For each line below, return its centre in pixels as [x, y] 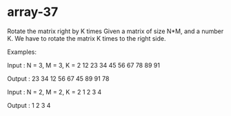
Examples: [22, 52]
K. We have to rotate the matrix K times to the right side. [87, 38]
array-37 [33, 12]
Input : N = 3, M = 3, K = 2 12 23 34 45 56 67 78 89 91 [84, 65]
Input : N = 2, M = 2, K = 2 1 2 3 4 [54, 92]
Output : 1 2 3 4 [29, 105]
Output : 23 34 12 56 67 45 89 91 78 [58, 78]
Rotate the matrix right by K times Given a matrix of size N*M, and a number [115, 31]
